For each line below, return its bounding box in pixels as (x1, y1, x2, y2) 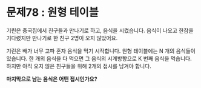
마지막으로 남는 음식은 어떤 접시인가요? (6, 75, 98, 83)
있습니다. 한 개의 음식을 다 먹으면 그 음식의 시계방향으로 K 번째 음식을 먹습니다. (6, 55, 192, 62)
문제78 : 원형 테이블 (6, 5, 99, 19)
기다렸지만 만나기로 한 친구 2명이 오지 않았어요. (6, 34, 118, 41)
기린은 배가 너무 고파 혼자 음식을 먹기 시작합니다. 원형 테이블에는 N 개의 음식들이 (6, 47, 196, 55)
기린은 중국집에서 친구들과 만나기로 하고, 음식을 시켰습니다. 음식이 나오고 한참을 (6, 27, 194, 34)
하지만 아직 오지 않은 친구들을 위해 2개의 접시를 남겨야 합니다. (6, 62, 151, 70)
